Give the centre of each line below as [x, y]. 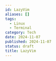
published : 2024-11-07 [28, 42]
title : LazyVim [21, 51]
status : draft [20, 46]
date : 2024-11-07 [23, 37]
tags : [11, 19]
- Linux [17, 23]
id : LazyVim [17, 10]
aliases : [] [17, 14]
